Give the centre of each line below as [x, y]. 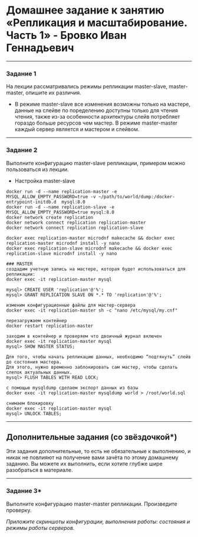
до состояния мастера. [34, 362]
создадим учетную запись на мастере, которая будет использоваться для [96, 269]
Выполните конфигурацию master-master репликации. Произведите [92, 504]
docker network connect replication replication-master [76, 222]
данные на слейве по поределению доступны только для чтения [96, 110]
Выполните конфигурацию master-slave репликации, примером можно [96, 163]
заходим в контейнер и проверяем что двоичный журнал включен [84, 336]
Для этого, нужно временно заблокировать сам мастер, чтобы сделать [92, 367]
